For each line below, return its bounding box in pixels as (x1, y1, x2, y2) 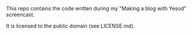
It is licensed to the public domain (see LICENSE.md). (6, 23, 135, 29)
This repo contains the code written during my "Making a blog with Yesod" (6, 5, 187, 12)
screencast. (6, 11, 35, 18)
